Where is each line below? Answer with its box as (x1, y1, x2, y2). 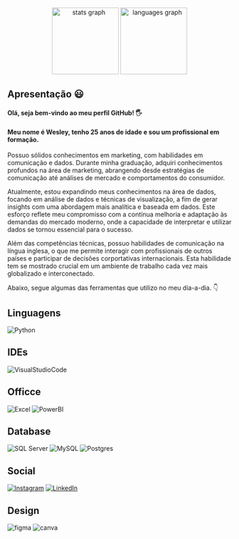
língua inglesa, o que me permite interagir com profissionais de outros (7, 246, 213, 256)
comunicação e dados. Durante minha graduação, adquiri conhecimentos (7, 159, 223, 167)
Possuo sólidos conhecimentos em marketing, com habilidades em (7, 151, 203, 159)
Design (7, 504, 40, 516)
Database (7, 425, 51, 437)
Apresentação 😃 (7, 88, 84, 100)
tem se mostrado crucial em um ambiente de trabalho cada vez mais (7, 262, 208, 271)
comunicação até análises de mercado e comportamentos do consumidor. (7, 174, 225, 182)
